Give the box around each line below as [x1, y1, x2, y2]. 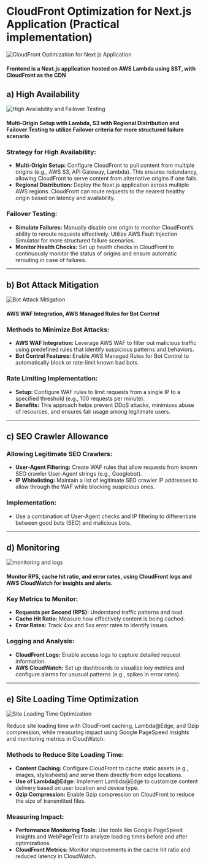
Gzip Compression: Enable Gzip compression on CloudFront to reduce [15, 791, 195, 798]
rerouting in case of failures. [15, 256, 87, 263]
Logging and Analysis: [6, 637, 75, 646]
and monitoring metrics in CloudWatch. [6, 735, 105, 743]
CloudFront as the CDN [6, 71, 66, 79]
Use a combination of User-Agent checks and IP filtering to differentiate [15, 512, 197, 520]
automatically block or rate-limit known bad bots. [15, 359, 139, 366]
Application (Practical [6, 17, 120, 31]
